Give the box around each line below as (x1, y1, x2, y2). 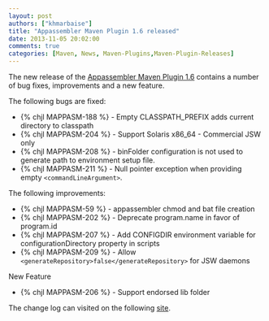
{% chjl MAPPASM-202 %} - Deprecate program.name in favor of (20, 213, 240, 222)
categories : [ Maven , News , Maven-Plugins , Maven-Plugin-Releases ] (8, 50, 234, 58)
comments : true (8, 42, 60, 50)
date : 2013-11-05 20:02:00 (8, 34, 100, 43)
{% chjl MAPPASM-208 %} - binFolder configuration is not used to (20, 147, 244, 156)
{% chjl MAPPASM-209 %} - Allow (20, 247, 137, 257)
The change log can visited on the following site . (8, 303, 171, 313)
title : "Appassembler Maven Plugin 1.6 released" (8, 27, 180, 35)
